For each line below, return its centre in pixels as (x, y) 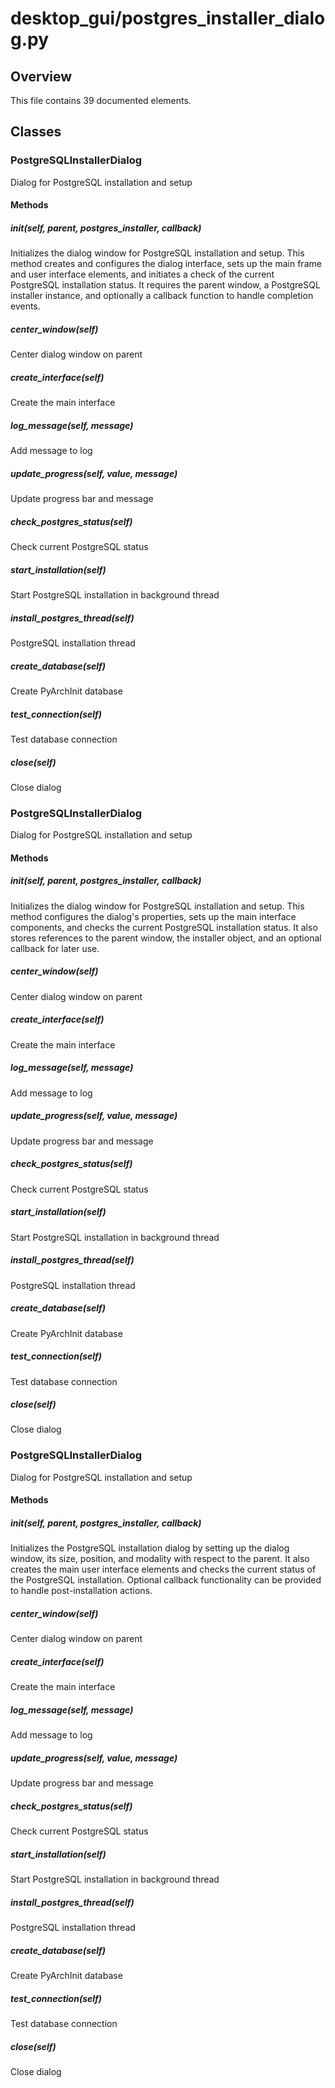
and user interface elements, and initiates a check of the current (142, 274)
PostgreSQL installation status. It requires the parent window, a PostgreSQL (165, 285)
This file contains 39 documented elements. (101, 100)
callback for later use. (55, 948)
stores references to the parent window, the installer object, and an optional (166, 938)
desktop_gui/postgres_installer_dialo (168, 18)
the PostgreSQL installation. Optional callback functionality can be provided (166, 1580)
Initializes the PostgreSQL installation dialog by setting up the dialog (150, 1548)
